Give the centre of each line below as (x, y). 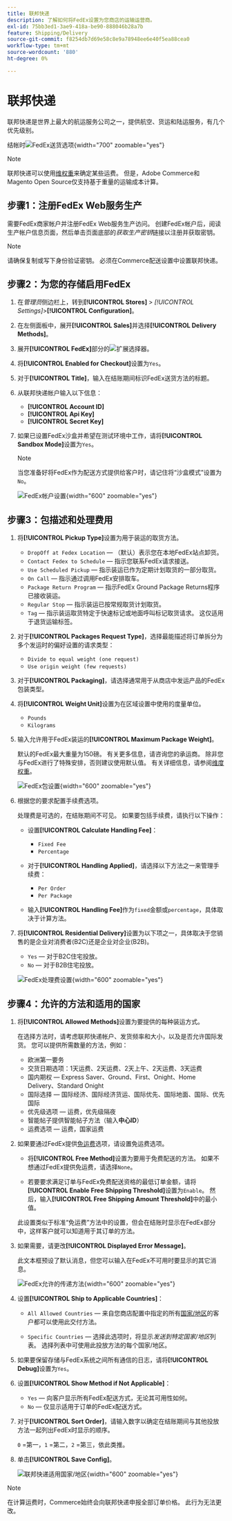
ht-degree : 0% (28, 59)
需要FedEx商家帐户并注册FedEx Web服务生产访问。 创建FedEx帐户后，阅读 (114, 224)
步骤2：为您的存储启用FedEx (69, 284)
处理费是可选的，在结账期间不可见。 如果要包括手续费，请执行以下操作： (121, 816)
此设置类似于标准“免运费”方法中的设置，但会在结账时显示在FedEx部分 (116, 1222)
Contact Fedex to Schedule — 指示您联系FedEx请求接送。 (110, 561)
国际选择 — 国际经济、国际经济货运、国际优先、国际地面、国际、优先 (126, 1094)
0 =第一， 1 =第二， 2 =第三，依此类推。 (73, 1444)
